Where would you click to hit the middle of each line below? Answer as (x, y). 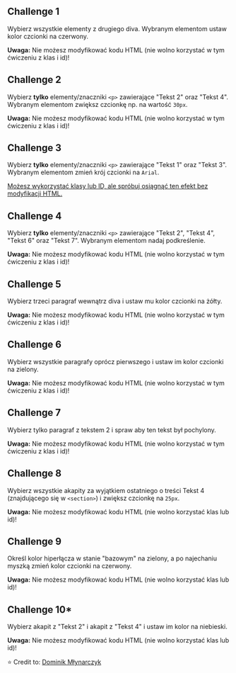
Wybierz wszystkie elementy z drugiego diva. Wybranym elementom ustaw (117, 28)
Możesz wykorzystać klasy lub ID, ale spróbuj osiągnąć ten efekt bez (108, 186)
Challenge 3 (35, 148)
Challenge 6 (35, 345)
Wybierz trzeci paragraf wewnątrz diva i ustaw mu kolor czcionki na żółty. (115, 301)
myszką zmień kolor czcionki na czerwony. (70, 566)
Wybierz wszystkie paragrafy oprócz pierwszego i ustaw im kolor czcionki (116, 361)
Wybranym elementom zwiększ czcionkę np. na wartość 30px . (98, 104)
